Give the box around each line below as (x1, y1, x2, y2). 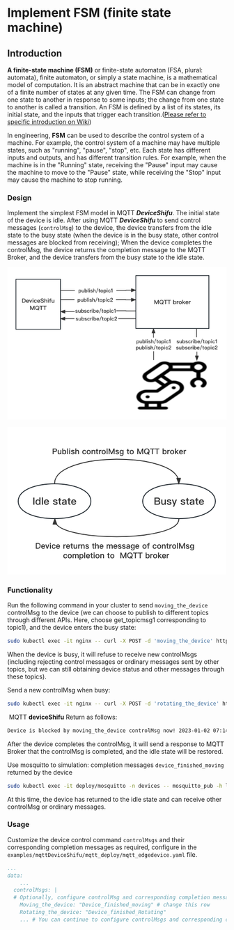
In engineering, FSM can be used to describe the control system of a (7, 131, 205, 139)
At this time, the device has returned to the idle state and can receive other (7, 795, 222, 803)
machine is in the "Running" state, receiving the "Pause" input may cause (7, 161, 218, 169)
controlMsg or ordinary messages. (7, 803, 107, 811)
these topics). (7, 672, 47, 681)
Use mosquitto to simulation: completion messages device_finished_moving (7, 761, 224, 769)
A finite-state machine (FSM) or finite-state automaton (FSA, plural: (7, 66, 203, 74)
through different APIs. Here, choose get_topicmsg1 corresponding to (7, 616, 207, 624)
